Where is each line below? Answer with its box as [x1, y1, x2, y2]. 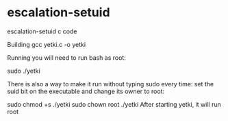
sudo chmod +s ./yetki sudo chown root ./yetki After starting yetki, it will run [7, 100, 221, 108]
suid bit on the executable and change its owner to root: [7, 87, 165, 95]
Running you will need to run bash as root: [7, 53, 127, 62]
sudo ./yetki [7, 67, 41, 75]
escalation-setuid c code [7, 27, 77, 35]
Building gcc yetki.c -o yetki [7, 40, 86, 48]
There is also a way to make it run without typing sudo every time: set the [7, 80, 214, 88]
